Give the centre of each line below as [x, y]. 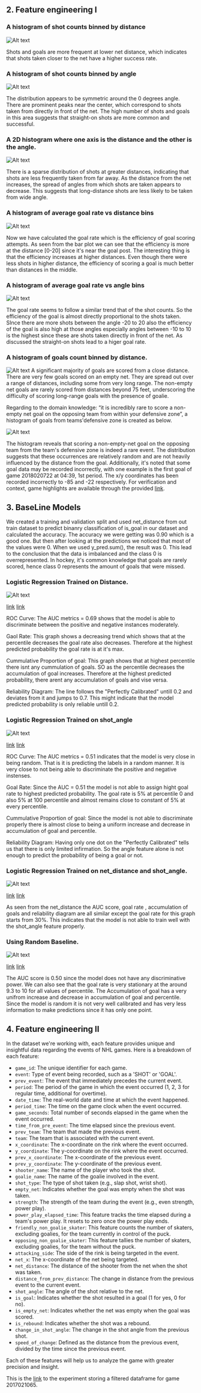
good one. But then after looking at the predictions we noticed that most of [98, 541]
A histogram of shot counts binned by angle [71, 73]
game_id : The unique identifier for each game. [71, 1068]
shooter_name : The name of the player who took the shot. [85, 1170]
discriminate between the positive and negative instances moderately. [93, 625]
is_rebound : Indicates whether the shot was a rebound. [83, 1323]
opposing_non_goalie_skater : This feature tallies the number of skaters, [103, 1240]
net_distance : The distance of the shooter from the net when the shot [101, 1266]
